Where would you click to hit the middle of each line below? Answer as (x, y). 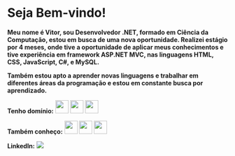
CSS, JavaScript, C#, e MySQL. (54, 62)
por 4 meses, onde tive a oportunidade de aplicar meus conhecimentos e (115, 47)
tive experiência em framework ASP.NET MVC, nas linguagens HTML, (111, 55)
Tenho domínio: (30, 111)
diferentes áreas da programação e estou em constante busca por (105, 83)
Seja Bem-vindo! (57, 13)
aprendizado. (27, 90)
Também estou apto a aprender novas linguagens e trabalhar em (103, 76)
